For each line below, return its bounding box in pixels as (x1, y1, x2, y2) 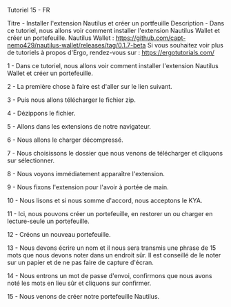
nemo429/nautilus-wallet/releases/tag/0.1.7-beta (7, 41, 146, 49)
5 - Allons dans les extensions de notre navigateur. (7, 123, 152, 130)
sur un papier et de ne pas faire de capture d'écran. (7, 258, 154, 266)
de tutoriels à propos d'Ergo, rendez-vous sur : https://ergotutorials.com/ (7, 48, 215, 56)
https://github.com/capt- (115, 34, 186, 42)
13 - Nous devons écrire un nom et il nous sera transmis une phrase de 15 (7, 244, 217, 252)
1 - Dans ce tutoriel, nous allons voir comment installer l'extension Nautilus (7, 62, 219, 70)
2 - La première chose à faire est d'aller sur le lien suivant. (7, 83, 172, 90)
